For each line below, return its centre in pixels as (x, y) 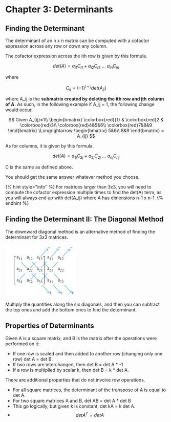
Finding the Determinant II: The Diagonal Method (84, 219)
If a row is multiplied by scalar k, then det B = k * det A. (71, 370)
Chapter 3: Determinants (59, 9)
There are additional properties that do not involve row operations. (75, 379)
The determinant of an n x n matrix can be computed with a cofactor (77, 40)
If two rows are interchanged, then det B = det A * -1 (68, 364)
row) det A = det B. (33, 359)
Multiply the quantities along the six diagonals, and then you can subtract (82, 304)
